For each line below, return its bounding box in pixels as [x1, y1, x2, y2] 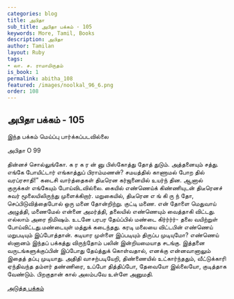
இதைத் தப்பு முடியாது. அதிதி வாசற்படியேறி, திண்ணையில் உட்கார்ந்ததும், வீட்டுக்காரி [7, 254, 226, 262]
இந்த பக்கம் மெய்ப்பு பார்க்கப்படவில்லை [7, 132, 109, 140]
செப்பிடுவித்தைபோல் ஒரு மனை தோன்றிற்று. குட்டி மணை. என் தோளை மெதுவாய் [7, 199, 217, 208]
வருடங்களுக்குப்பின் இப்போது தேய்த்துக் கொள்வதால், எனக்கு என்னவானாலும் [7, 246, 211, 254]
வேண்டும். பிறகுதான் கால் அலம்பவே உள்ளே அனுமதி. [7, 270, 153, 278]
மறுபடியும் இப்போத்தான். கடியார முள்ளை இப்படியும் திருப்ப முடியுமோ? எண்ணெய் [7, 231, 219, 239]
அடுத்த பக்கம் [7, 284, 44, 292]
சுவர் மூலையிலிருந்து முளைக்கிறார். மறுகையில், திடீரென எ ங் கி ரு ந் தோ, [7, 191, 194, 199]
